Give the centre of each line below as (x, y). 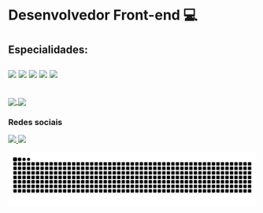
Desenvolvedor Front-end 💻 (103, 15)
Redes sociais (35, 123)
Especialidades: (48, 49)
